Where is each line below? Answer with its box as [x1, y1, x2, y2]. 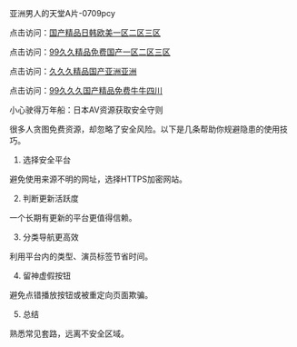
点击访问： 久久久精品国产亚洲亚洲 [9, 66, 137, 76]
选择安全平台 [22, 154, 71, 165]
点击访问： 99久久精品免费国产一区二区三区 [9, 46, 171, 57]
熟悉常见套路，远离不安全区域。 [9, 328, 129, 339]
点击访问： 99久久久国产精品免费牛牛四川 [9, 85, 163, 95]
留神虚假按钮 [22, 271, 71, 281]
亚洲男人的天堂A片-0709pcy [9, 8, 116, 18]
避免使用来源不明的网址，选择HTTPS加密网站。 [9, 173, 188, 184]
